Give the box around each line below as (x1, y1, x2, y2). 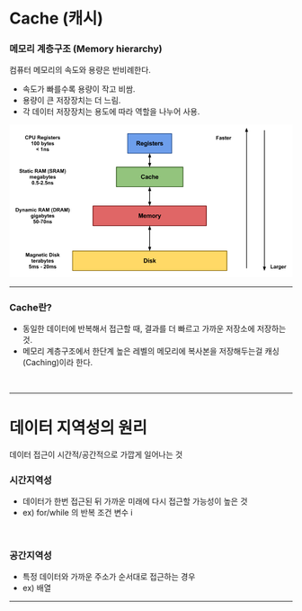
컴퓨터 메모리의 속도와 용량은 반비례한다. (9, 65, 151, 76)
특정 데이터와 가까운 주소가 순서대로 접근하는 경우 (22, 571, 196, 582)
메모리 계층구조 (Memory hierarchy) (9, 42, 163, 55)
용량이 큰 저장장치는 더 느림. (22, 95, 121, 106)
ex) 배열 (22, 582, 52, 594)
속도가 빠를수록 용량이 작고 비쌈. (22, 84, 136, 94)
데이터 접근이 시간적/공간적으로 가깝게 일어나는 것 (9, 449, 183, 460)
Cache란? (9, 301, 52, 313)
